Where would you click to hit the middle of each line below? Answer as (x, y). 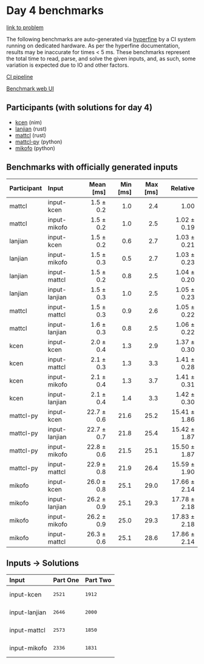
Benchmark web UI (30, 88)
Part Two (98, 580)
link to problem (25, 27)
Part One (66, 580)
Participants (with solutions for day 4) (80, 108)
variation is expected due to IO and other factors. (68, 65)
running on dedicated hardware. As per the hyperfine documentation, (93, 46)
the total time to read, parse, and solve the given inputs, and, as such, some (101, 58)
